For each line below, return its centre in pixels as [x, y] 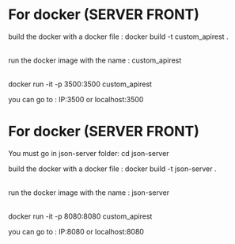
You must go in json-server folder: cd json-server [89, 153]
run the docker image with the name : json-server [89, 193]
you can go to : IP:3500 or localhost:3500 [76, 99]
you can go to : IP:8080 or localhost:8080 [76, 231]
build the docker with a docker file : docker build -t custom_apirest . [118, 36]
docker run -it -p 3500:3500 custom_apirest [80, 84]
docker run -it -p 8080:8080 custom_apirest [80, 216]
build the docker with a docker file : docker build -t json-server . [112, 169]
